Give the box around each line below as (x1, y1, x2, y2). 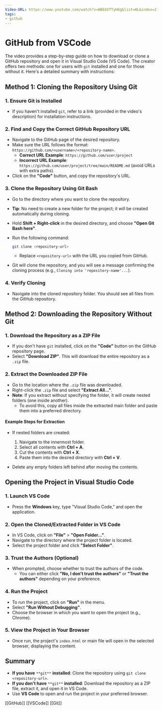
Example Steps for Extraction (5, 419, 65, 425)
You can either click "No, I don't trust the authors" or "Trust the (19, 571, 149, 577)
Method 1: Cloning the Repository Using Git (5, 83, 138, 91)
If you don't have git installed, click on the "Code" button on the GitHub (12, 343, 156, 349)
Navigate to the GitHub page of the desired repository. (12, 137, 121, 142)
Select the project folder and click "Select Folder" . (12, 542, 114, 548)
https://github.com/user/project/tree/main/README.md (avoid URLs (19, 162, 156, 168)
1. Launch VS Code (5, 493, 50, 499)
